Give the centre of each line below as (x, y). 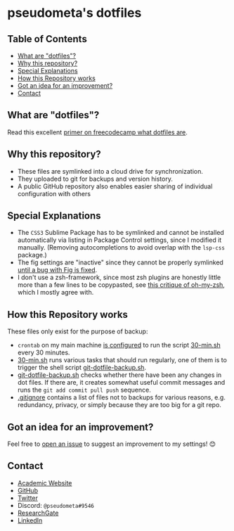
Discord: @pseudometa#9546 (56, 505)
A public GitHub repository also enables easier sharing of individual (115, 186)
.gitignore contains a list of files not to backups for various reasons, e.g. (122, 397)
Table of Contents (47, 39)
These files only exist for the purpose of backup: (78, 331)
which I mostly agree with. (56, 293)
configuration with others (54, 193)
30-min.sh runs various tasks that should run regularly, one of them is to (122, 360)
